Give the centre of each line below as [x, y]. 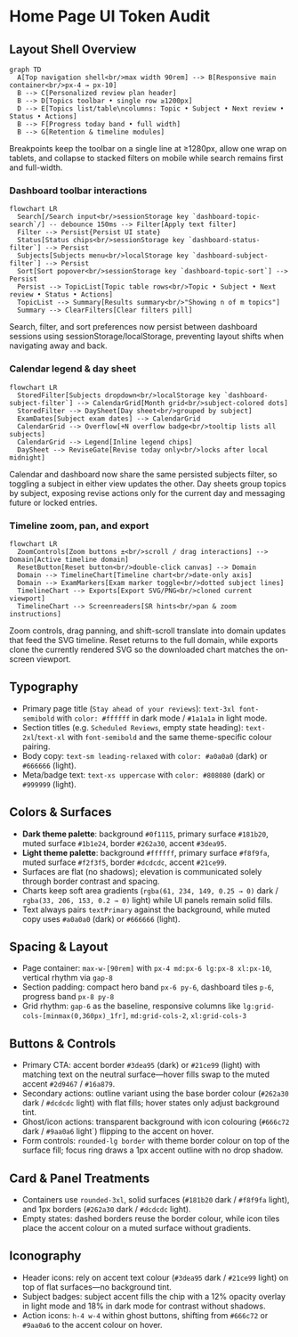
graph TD [25, 69]
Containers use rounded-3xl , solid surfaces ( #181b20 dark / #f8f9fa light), [156, 1199]
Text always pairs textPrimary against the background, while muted [146, 909]
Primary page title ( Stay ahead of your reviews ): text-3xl [129, 708]
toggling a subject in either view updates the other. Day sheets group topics [148, 484]
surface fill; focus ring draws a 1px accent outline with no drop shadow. [153, 1150]
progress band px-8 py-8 [68, 997]
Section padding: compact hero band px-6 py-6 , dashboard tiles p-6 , [148, 987]
